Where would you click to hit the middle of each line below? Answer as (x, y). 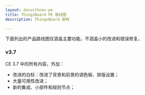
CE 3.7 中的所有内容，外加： (35, 64)
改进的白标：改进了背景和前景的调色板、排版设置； (66, 74)
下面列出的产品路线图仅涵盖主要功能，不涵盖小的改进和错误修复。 (74, 39)
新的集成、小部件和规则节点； (43, 87)
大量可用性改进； (30, 81)
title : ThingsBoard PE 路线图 (36, 15)
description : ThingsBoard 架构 (37, 19)
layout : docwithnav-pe (29, 10)
